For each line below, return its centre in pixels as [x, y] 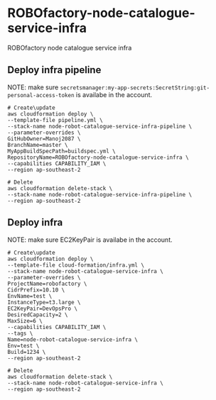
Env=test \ [23, 345]
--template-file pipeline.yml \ [55, 120]
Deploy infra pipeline [54, 70]
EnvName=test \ [30, 296]
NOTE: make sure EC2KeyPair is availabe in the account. [90, 240]
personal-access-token [41, 95]
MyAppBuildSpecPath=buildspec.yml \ [61, 151]
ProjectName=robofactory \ [47, 284]
